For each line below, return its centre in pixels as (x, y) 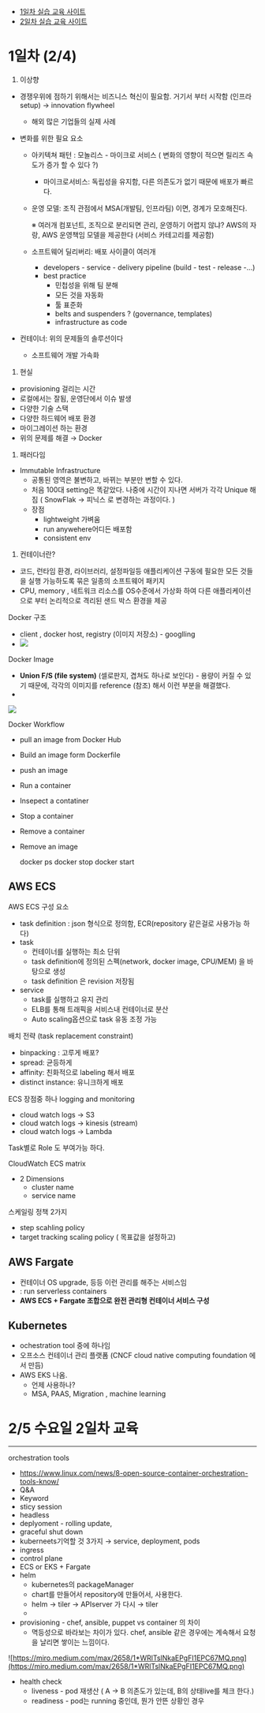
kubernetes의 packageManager (82, 1584)
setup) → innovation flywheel (67, 105)
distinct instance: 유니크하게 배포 (71, 1082)
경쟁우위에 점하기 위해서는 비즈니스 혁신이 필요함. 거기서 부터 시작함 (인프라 (136, 96)
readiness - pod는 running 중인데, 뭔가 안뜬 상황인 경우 (118, 1701)
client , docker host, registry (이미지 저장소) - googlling (107, 634)
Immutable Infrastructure (60, 470)
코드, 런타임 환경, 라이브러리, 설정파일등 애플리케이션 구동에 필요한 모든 (129, 571)
